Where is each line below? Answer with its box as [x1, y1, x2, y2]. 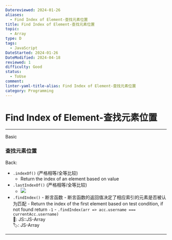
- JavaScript [10, 45, 38, 51]
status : [5, 69, 22, 75]
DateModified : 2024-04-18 [5, 55, 60, 60]
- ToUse [10, 74, 27, 79]
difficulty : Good [5, 64, 42, 69]
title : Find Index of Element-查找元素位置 [5, 21, 95, 27]
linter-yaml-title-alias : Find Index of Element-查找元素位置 [5, 83, 136, 88]
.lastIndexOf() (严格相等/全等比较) [12, 182, 88, 188]
